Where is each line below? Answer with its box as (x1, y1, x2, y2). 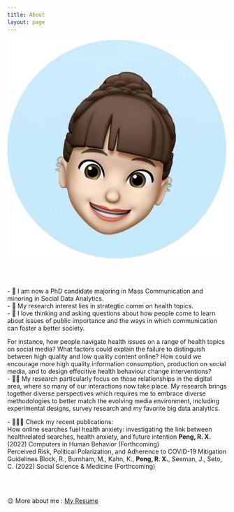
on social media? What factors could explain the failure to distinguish (7, 345, 205, 353)
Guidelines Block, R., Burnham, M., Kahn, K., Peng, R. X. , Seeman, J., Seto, (7, 454, 222, 463)
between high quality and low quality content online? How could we (7, 352, 202, 361)
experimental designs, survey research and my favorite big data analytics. (7, 404, 220, 412)
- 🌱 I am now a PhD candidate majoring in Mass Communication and (7, 287, 204, 295)
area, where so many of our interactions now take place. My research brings (7, 382, 227, 390)
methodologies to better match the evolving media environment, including (7, 396, 220, 405)
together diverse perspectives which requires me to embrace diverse (7, 389, 206, 398)
